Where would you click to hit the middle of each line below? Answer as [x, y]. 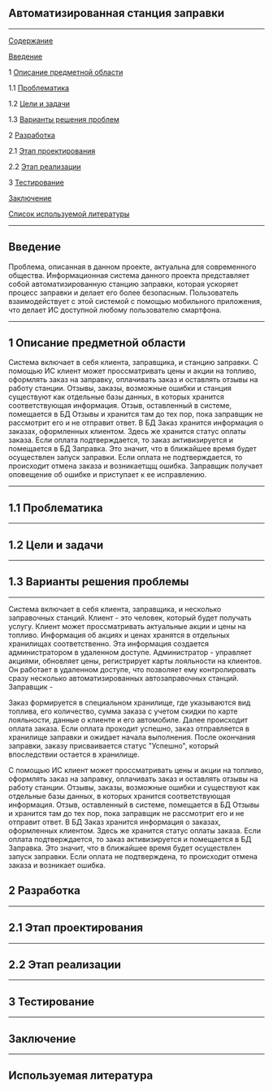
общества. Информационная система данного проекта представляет [129, 275]
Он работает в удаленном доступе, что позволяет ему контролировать [132, 669]
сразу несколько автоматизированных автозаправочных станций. [124, 678]
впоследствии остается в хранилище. [74, 754]
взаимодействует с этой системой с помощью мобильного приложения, [135, 301]
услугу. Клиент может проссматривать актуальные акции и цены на [127, 626]
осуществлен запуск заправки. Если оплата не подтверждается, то [126, 458]
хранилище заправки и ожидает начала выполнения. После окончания [132, 737]
